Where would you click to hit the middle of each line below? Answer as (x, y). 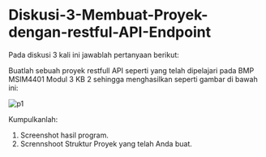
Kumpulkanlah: (33, 119)
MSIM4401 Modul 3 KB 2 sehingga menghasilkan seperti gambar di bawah (133, 79)
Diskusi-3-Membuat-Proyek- (108, 15)
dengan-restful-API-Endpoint (110, 32)
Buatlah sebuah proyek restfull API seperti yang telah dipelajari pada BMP (131, 70)
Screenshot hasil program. (64, 135)
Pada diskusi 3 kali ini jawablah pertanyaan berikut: (94, 55)
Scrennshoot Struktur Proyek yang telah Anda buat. (106, 143)
